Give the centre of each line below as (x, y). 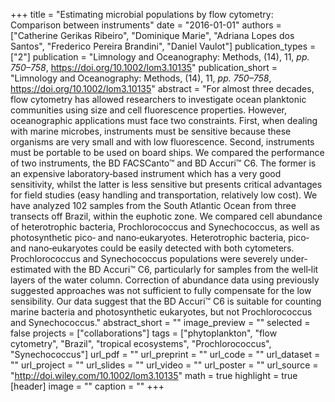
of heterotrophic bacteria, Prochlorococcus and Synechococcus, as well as (165, 227)
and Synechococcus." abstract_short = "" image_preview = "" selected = (160, 322)
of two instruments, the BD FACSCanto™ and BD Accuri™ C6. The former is (163, 163)
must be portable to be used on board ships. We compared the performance (167, 152)
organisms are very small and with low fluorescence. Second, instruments (162, 142)
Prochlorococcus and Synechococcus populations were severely (144, 258)
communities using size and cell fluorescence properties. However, (149, 110)
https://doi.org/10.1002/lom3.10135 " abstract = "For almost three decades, (162, 88)
